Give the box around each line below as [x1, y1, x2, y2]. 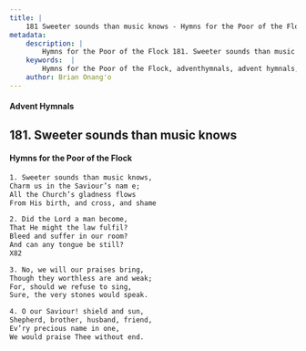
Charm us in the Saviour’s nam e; [9, 181, 141, 191]
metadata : [9, 30, 47, 39]
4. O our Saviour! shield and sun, [9, 307, 145, 316]
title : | [9, 13, 43, 23]
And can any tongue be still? [9, 241, 125, 250]
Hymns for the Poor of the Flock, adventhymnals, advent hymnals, [42, 65, 300, 74]
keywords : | [25, 56, 76, 65]
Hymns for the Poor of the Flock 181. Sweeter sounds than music [42, 47, 296, 57]
